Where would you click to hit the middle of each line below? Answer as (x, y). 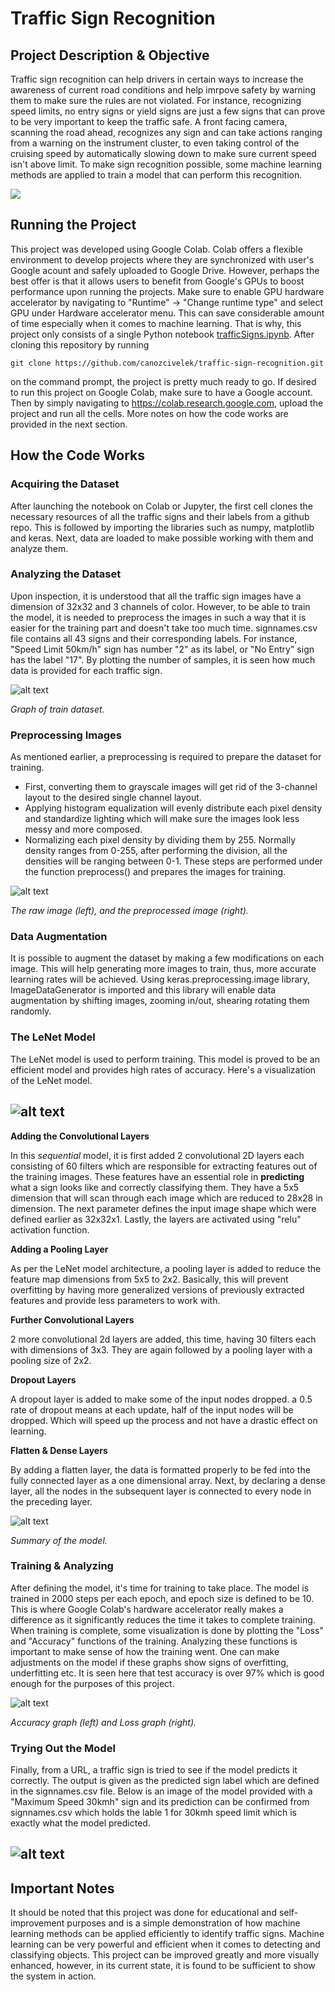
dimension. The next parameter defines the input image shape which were (163, 1208)
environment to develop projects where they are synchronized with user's (162, 259)
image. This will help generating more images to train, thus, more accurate (163, 969)
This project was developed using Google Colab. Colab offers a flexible (156, 249)
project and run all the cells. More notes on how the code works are (149, 413)
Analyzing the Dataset (66, 574)
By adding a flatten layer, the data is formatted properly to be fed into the (160, 1469)
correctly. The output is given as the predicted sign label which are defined (165, 1781)
